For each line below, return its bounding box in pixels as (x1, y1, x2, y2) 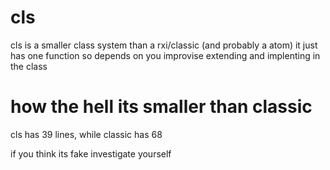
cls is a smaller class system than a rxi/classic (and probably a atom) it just (10, 39, 318, 51)
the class (10, 60, 48, 72)
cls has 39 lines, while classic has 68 (10, 128, 163, 140)
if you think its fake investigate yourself (10, 147, 172, 160)
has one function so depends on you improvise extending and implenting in (10, 49, 321, 61)
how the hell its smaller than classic (10, 96, 313, 118)
